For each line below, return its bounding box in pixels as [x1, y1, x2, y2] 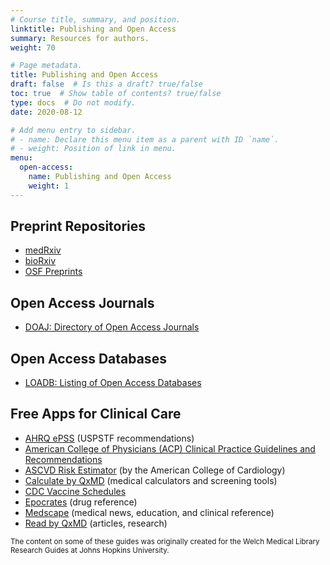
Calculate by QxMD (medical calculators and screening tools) [24, 474, 278, 486]
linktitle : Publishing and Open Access [10, 24, 177, 34]
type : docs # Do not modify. [10, 97, 137, 108]
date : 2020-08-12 [10, 107, 83, 117]
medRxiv [24, 244, 62, 256]
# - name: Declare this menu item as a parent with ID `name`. [10, 134, 280, 145]
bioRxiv [24, 255, 57, 267]
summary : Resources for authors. [10, 33, 150, 43]
